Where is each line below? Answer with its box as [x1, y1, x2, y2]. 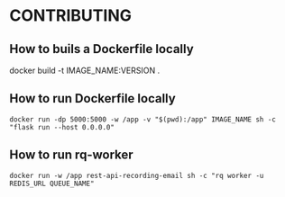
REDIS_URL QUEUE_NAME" [9, 179, 95, 188]
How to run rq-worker [9, 148, 133, 163]
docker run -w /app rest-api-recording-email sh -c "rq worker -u [9, 171, 264, 180]
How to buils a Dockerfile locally [9, 41, 194, 57]
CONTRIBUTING [9, 5, 133, 26]
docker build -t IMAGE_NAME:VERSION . [9, 65, 161, 76]
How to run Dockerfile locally [9, 91, 176, 106]
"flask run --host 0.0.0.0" [9, 122, 115, 131]
